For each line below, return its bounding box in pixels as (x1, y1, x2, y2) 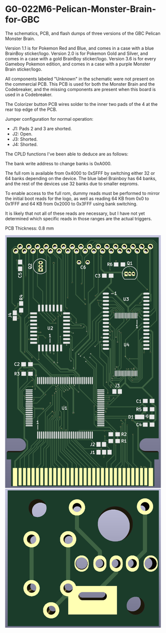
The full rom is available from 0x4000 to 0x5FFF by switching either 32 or (5, 170, 155, 176)
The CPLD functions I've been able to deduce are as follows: (5, 151, 128, 157)
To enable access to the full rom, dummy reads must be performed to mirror (5, 190, 160, 196)
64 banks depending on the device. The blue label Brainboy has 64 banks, (5, 175, 157, 181)
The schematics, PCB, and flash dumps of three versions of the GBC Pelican (5, 30, 161, 36)
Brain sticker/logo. (5, 66, 42, 72)
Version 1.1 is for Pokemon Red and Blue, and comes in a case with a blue (5, 45, 154, 51)
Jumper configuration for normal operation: (5, 116, 94, 122)
